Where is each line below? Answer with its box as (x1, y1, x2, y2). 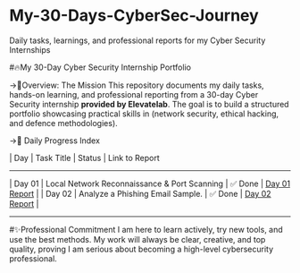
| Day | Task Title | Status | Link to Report (9, 152, 160, 163)
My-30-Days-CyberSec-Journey (9, 5, 259, 26)
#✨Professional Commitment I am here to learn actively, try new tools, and (9, 224, 283, 235)
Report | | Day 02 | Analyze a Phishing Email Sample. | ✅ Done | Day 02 (9, 188, 271, 199)
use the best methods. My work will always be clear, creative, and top (9, 234, 266, 244)
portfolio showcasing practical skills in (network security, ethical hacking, (9, 108, 279, 119)
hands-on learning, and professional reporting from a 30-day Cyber (9, 89, 259, 99)
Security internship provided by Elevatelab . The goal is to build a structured (9, 98, 289, 109)
